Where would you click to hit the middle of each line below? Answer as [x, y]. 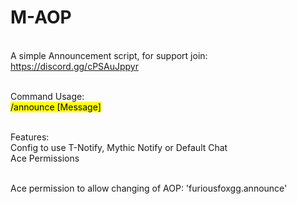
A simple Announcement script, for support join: [109, 55]
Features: [30, 137]
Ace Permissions [45, 158]
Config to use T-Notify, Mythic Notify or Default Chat [119, 147]
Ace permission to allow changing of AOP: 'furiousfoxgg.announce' [149, 188]
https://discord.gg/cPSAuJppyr [74, 66]
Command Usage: [47, 96]
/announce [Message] [56, 107]
